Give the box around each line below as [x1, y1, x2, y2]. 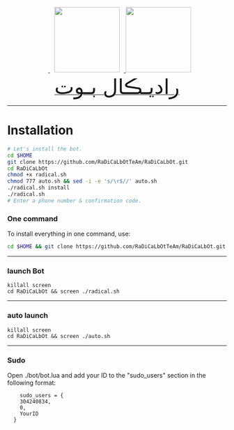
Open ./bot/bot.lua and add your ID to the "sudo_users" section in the [7, 371, 207, 379]
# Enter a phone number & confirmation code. [7, 197, 141, 204]
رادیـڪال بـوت [54, 73, 180, 100]
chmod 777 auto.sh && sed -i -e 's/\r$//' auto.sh [7, 178, 157, 185]
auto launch [7, 311, 49, 321]
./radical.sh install [7, 185, 70, 192]
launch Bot [7, 266, 45, 275]
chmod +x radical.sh [7, 171, 68, 178]
